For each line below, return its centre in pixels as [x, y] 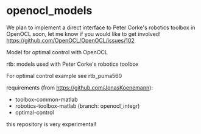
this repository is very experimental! [51, 124]
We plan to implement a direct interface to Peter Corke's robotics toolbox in [101, 27]
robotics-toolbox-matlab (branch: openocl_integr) [77, 106]
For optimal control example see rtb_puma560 [64, 76]
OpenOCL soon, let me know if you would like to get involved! [83, 33]
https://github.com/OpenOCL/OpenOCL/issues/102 [71, 40]
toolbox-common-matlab [46, 99]
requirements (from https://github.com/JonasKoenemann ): [80, 87]
